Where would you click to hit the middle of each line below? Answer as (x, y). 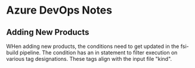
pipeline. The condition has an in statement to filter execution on (99, 53)
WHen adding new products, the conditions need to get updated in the (93, 46)
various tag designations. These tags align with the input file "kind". (89, 59)
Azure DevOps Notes (59, 10)
